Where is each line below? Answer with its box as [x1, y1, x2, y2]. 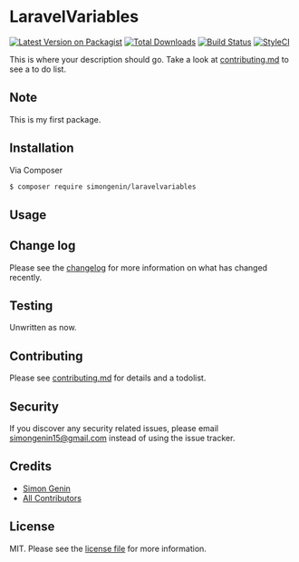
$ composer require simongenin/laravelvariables [9, 182, 197, 192]
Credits [9, 458, 53, 474]
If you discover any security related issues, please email [9, 423, 219, 434]
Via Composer [9, 164, 63, 175]
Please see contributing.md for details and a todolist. [9, 372, 207, 383]
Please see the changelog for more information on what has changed [9, 261, 268, 273]
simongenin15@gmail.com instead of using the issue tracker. [9, 433, 236, 444]
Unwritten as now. [9, 322, 77, 333]
